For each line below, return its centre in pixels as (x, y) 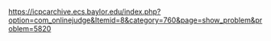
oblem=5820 (30, 29)
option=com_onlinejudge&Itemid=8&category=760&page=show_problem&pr (135, 20)
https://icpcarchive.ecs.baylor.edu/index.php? (85, 12)
